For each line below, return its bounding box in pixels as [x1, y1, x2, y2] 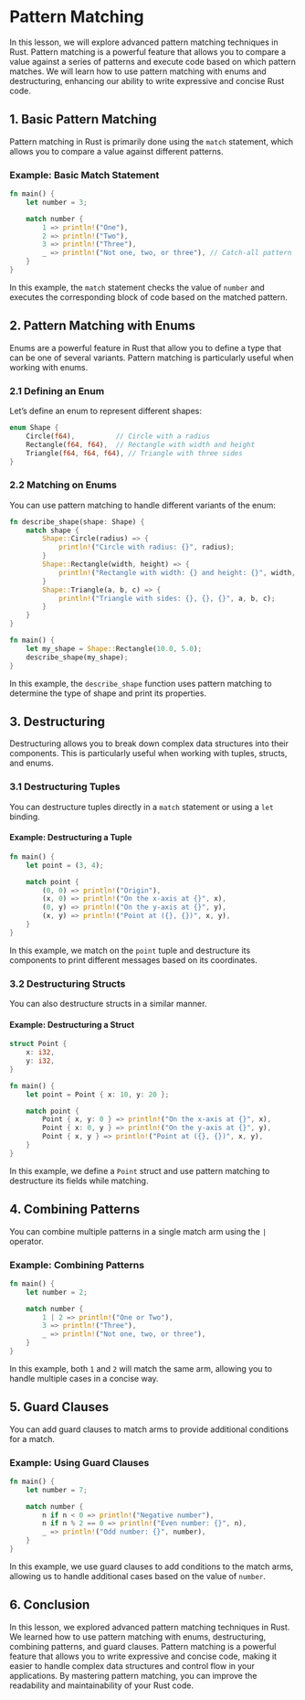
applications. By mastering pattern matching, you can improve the [9, 1670, 258, 1681]
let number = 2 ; [26, 1288, 89, 1297]
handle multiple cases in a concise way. [9, 1373, 159, 1384]
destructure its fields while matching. [9, 1175, 149, 1186]
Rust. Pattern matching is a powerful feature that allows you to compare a [9, 46, 286, 57]
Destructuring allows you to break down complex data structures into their [9, 738, 289, 749]
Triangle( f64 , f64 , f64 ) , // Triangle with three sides [26, 448, 244, 458]
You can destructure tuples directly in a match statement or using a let [9, 801, 274, 812]
